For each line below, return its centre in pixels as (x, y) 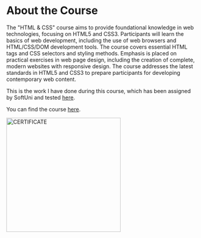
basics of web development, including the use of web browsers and (91, 40)
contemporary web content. (41, 79)
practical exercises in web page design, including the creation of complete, (100, 60)
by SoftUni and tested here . (41, 97)
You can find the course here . (44, 109)
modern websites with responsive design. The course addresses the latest (100, 66)
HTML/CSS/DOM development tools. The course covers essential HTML (97, 47)
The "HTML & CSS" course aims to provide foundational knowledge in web (100, 27)
